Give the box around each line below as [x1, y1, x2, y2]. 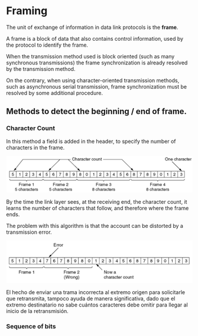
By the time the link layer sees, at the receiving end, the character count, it [6, 198, 187, 205]
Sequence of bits [6, 322, 56, 330]
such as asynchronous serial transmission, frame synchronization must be [6, 83, 187, 90]
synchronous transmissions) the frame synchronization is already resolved [6, 59, 188, 66]
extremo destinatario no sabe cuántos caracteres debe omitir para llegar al [6, 301, 188, 308]
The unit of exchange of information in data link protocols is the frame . [6, 24, 178, 31]
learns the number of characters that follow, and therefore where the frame [6, 205, 189, 212]
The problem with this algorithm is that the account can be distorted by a [6, 223, 183, 230]
